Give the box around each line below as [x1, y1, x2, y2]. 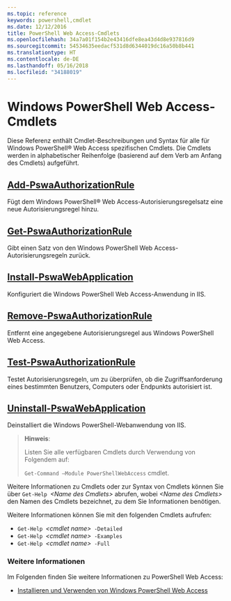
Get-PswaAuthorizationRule [7, 225, 132, 237]
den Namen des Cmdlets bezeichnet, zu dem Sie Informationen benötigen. [7, 497, 221, 506]
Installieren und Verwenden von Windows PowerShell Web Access [17, 586, 208, 594]
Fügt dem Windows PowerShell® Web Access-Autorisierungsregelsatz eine [7, 198, 223, 206]
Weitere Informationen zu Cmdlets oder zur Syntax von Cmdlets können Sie [7, 482, 224, 491]
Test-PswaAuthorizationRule [7, 357, 136, 369]
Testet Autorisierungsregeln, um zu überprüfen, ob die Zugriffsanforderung [7, 375, 223, 383]
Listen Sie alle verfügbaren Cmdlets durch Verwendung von [24, 448, 196, 457]
